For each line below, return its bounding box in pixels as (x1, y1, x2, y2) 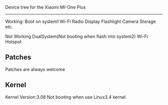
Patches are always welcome (5, 66, 65, 72)
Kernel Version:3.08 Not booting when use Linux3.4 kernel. (5, 94, 127, 100)
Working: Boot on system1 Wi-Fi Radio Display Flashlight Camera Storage (5, 18, 156, 24)
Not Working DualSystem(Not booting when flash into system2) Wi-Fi (5, 33, 148, 39)
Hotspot (5, 39, 22, 44)
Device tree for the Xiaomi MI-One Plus (5, 4, 86, 10)
